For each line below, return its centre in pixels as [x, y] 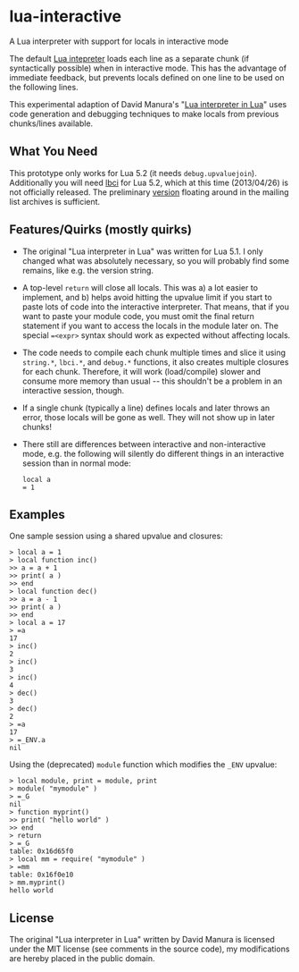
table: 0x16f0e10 [42, 875]
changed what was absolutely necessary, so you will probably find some [156, 260]
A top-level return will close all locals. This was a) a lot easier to [140, 287]
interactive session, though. [73, 390]
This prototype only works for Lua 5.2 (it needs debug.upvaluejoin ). [133, 173]
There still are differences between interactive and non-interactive [144, 444]
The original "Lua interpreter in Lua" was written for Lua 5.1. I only [142, 251]
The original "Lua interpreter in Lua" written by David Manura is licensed [142, 940]
